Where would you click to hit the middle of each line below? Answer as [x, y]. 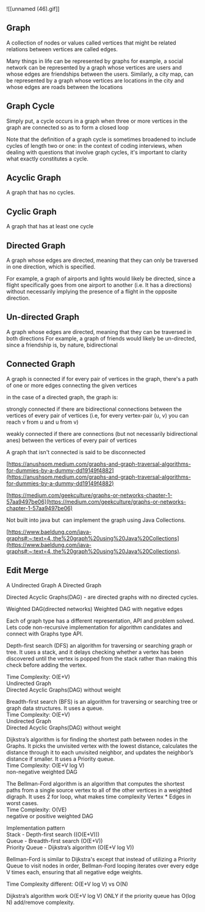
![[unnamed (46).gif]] [33, 9]
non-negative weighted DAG [42, 772]
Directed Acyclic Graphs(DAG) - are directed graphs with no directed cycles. [103, 597]
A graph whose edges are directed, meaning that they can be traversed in [99, 331]
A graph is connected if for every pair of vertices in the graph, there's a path [102, 378]
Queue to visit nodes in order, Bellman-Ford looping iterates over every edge [103, 866]
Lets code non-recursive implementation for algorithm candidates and [94, 627]
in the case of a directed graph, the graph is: [62, 397]
